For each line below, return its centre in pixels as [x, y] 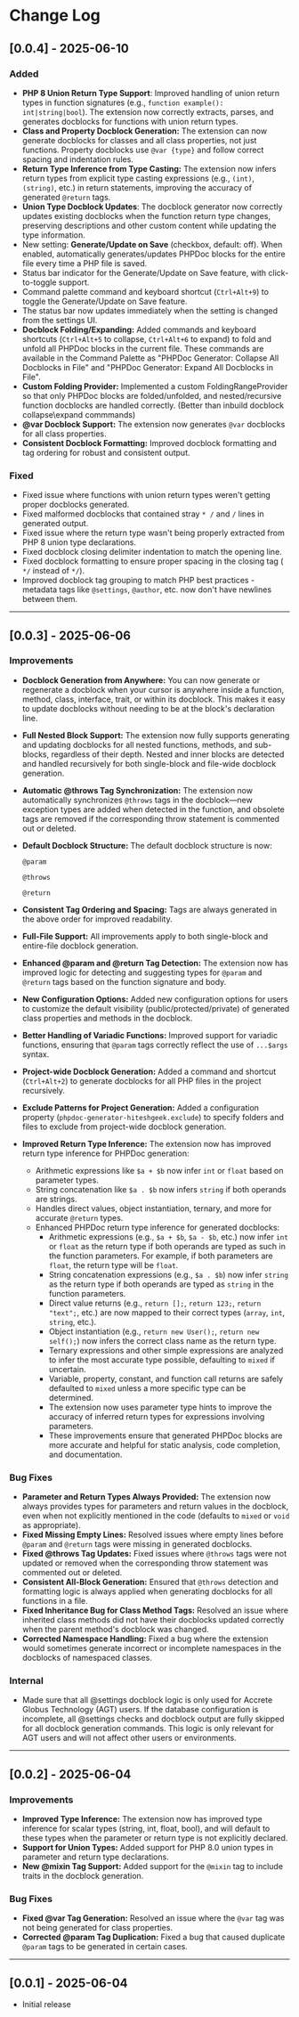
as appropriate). [52, 1525]
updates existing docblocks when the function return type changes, [146, 216]
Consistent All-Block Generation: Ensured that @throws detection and [150, 1582]
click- [279, 272]
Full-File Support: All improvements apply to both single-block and [145, 936]
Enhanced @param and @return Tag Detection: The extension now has [155, 963]
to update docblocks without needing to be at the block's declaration [149, 708]
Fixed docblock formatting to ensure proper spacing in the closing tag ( [153, 561]
